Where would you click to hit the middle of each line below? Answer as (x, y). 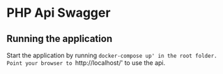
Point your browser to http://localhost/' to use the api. (86, 63)
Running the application (60, 39)
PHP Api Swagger (59, 13)
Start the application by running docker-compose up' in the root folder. (112, 55)
